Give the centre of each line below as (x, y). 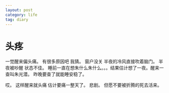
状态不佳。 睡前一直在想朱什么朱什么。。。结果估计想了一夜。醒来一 (94, 68)
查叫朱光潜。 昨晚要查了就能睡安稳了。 (46, 74)
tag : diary (17, 19)
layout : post (19, 10)
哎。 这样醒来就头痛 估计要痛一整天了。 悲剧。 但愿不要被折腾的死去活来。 (83, 85)
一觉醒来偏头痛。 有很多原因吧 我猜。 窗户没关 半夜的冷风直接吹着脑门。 (81, 61)
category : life (21, 15)
